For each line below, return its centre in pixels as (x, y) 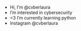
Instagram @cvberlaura (34, 23)
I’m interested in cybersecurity (41, 12)
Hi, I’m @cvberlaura (30, 7)
